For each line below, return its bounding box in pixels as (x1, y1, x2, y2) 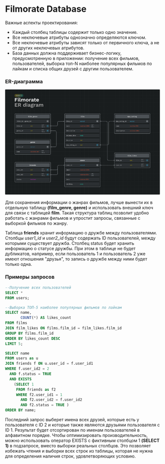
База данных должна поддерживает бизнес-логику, (12, 50, 122, 56)
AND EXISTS (9, 377, 32, 381)
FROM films (5, 320, 27, 325)
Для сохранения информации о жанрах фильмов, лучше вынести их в (5, 199, 153, 205)
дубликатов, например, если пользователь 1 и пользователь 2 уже (5, 251, 146, 257)
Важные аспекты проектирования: (5, 20, 78, 26)
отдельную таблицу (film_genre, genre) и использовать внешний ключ (5, 204, 154, 210)
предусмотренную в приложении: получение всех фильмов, (12, 55, 140, 61)
